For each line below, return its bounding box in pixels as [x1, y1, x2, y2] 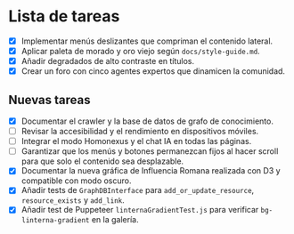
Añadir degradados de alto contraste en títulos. [20, 56, 195, 67]
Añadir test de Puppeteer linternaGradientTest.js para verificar [20, 205, 259, 215]
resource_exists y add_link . [20, 195, 126, 206]
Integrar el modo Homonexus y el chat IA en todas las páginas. [20, 136, 252, 147]
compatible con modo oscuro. [20, 175, 132, 186]
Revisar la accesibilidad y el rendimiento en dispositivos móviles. [20, 126, 259, 137]
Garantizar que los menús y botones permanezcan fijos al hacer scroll [20, 146, 279, 157]
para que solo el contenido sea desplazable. [20, 156, 184, 166]
